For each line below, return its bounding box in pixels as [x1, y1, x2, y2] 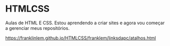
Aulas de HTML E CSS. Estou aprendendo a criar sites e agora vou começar [5, 20, 165, 26]
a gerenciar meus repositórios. [5, 25, 70, 31]
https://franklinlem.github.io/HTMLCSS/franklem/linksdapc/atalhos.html [5, 35, 156, 41]
